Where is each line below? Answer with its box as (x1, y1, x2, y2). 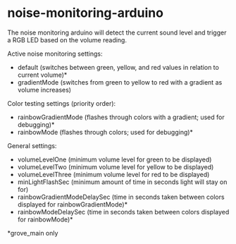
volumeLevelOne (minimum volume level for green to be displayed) (17, 155, 212, 164)
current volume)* (17, 71, 68, 79)
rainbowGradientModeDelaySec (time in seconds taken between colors (17, 193, 225, 201)
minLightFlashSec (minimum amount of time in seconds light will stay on (17, 178, 228, 186)
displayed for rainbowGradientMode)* (17, 200, 128, 209)
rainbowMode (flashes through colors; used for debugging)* (17, 128, 194, 136)
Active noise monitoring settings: (7, 49, 104, 58)
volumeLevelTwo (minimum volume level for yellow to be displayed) (17, 162, 214, 171)
